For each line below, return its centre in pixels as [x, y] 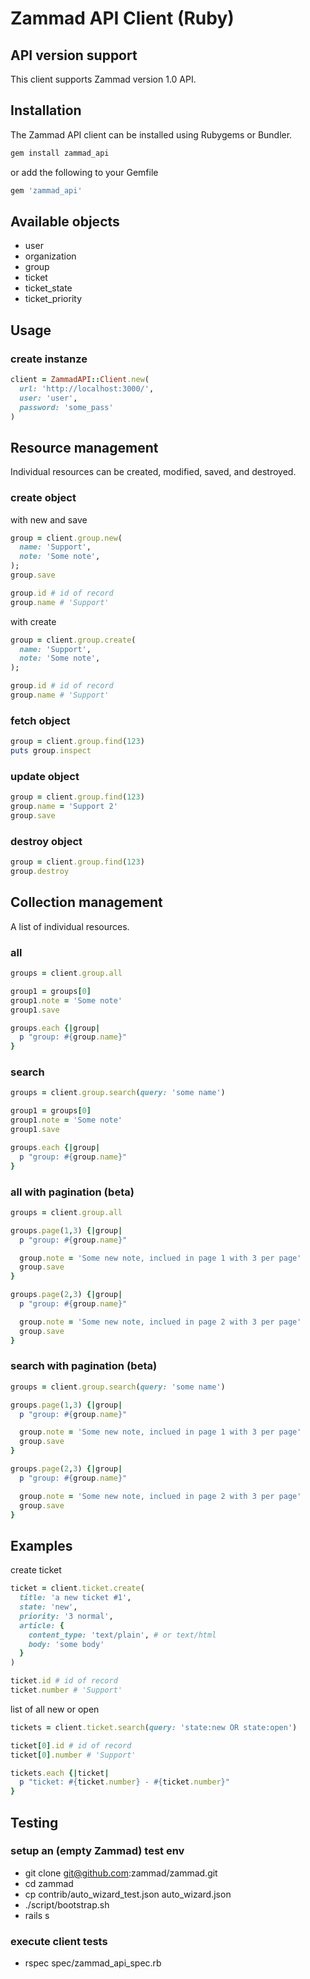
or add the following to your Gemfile [84, 172]
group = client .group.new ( [66, 538]
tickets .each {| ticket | [60, 1773]
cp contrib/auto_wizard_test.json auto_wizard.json [128, 1894]
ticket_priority [53, 299]
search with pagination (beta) [84, 1366]
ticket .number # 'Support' [66, 1690]
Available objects [65, 221]
